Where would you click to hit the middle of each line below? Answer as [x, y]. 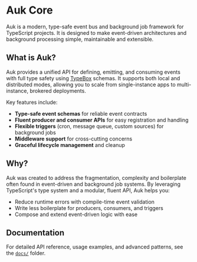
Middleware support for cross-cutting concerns [73, 139]
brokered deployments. [58, 91]
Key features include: [32, 102]
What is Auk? [31, 58]
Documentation [35, 233]
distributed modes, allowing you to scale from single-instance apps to [91, 84]
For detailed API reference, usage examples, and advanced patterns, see [95, 247]
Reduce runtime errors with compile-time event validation [85, 202]
